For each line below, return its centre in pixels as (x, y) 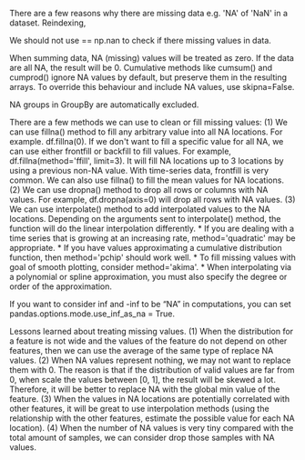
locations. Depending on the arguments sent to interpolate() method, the (145, 219)
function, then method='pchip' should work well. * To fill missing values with (152, 257)
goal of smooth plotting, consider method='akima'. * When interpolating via (151, 267)
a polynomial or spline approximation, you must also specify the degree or (148, 277)
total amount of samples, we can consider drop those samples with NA (142, 437)
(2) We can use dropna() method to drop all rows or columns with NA (139, 190)
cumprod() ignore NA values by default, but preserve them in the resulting (148, 77)
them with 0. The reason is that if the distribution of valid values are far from (152, 370)
